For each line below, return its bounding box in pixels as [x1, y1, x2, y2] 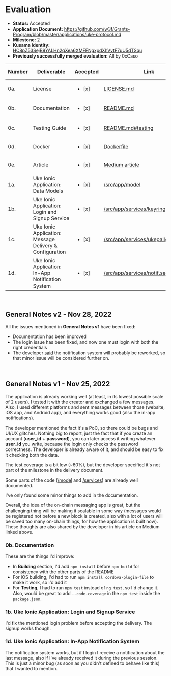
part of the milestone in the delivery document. [5, 467, 104, 473]
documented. [5, 482, 34, 488]
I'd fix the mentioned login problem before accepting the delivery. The [5, 620, 152, 626]
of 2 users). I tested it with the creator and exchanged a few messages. [5, 399, 155, 405]
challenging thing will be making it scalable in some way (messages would [5, 508, 161, 514]
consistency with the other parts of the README [12, 569, 114, 575]
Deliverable [37, 68, 66, 75]
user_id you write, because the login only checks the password [5, 441, 138, 447]
